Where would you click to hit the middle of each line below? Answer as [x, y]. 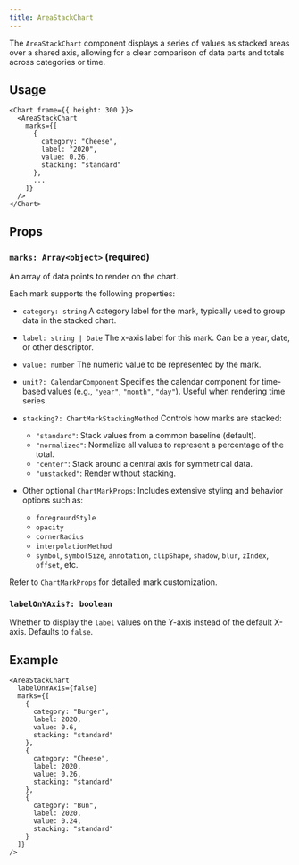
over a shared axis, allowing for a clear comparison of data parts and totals [147, 52]
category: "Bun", [65, 806]
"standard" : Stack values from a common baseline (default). [146, 436]
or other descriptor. [58, 347]
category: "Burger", [71, 712]
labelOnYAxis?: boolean [61, 604]
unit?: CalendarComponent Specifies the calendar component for [141, 382]
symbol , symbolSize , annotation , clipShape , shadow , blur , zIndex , [152, 555]
